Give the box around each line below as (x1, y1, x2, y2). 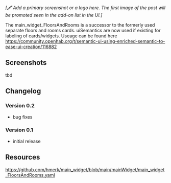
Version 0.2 (5, 102, 35, 109)
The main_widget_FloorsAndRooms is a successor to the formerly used (5, 22, 155, 28)
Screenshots (5, 58, 47, 67)
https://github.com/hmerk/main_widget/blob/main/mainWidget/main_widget (5, 166, 165, 173)
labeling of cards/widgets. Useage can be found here (5, 33, 117, 39)
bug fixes (12, 113, 33, 120)
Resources (5, 153, 40, 162)
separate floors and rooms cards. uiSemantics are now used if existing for (5, 28, 161, 33)
